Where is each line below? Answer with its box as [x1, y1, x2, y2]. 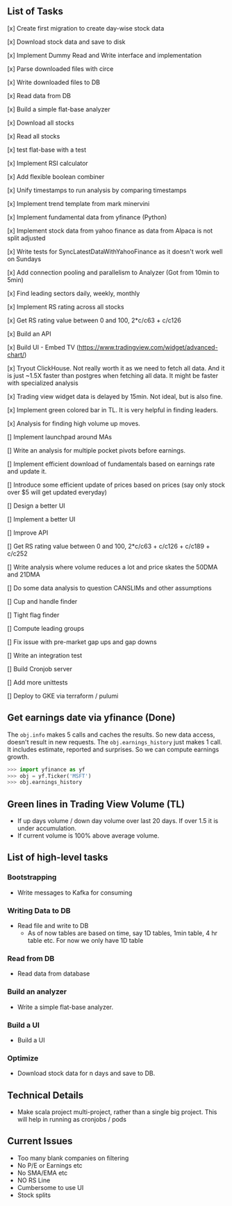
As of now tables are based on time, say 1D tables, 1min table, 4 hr [27, 929, 217, 937]
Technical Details [7, 1089, 84, 1101]
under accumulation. [17, 824, 76, 833]
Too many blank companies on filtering [17, 1154, 129, 1162]
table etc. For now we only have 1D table [27, 937, 144, 945]
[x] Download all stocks [7, 118, 74, 127]
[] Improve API [7, 528, 49, 537]
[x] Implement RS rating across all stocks [7, 302, 124, 311]
